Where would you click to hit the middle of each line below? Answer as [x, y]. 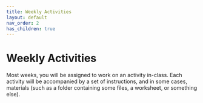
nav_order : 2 [23, 23]
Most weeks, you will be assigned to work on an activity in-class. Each [95, 75]
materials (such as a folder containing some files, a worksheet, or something [102, 88]
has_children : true [31, 29]
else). [13, 95]
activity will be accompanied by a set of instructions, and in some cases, [97, 81]
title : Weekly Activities [39, 12]
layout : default [27, 17]
